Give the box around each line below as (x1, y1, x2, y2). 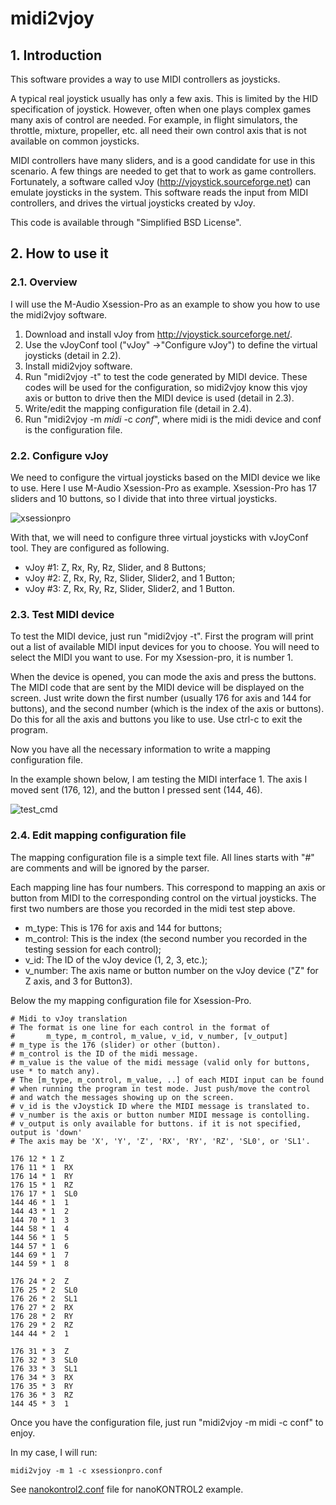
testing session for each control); (24, 943, 162, 955)
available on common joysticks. (10, 135, 140, 147)
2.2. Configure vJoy (10, 448, 109, 462)
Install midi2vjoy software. (24, 360, 133, 372)
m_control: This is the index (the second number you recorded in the (24, 932, 308, 944)
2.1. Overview (10, 275, 78, 289)
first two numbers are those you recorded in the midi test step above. (10, 902, 296, 914)
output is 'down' (10, 1127, 83, 1137)
